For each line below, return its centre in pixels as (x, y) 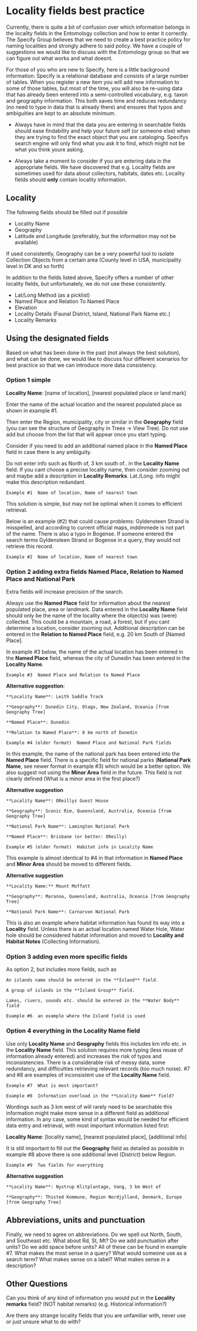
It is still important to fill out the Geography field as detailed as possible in (95, 1148)
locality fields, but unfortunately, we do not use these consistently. (86, 283)
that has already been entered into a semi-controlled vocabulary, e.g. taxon (97, 94)
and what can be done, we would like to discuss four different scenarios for (97, 358)
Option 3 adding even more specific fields (67, 957)
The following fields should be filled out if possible (67, 212)
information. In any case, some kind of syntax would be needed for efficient (97, 1119)
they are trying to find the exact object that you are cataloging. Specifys (101, 137)
